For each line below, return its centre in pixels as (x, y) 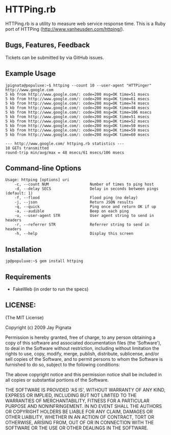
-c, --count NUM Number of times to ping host (84, 184)
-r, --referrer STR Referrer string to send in (82, 225)
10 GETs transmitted (27, 148)
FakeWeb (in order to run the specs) (51, 289)
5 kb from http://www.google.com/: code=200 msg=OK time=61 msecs (77, 99)
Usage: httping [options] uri (38, 180)
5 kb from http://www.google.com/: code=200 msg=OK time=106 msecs (79, 112)
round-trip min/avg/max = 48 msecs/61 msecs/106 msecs (65, 153)
